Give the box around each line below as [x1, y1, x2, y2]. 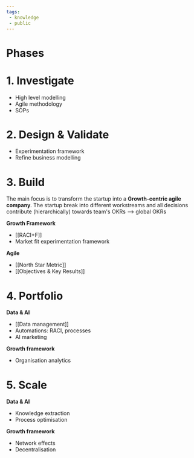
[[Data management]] [15, 321, 69, 328]
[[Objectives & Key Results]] [15, 268, 85, 275]
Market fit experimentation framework [15, 238, 110, 245]
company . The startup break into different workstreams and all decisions [6, 202, 189, 209]
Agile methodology [15, 100, 62, 108]
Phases [6, 46, 44, 60]
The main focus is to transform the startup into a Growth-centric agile [6, 195, 181, 202]
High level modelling [15, 94, 66, 101]
